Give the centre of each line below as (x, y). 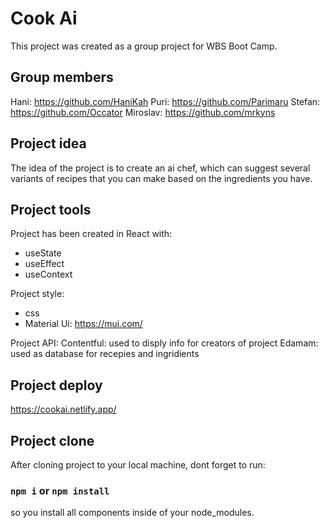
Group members (62, 77)
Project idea (48, 143)
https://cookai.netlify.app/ (63, 409)
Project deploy (56, 385)
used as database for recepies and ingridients (105, 354)
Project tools (51, 209)
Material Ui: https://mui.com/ (83, 324)
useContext (48, 274)
